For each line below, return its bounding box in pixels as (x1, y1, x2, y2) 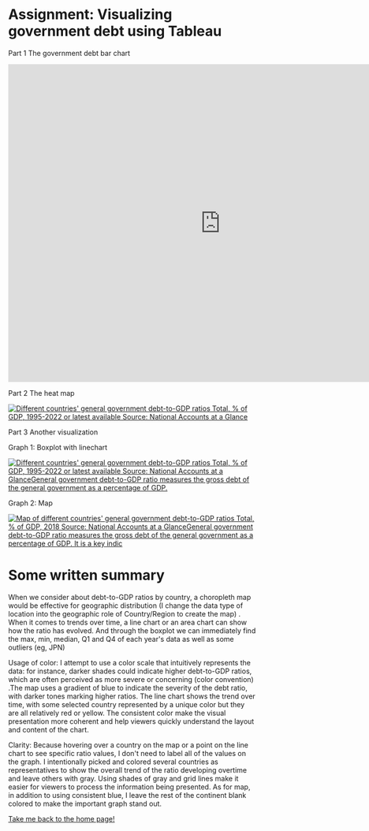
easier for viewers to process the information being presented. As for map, (8, 782, 251, 792)
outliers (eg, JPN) (8, 643, 65, 652)
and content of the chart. (8, 725, 89, 734)
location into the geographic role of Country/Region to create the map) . (8, 609, 241, 618)
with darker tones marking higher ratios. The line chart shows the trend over (8, 691, 256, 701)
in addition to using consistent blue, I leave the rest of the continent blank (8, 790, 247, 799)
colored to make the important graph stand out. (8, 799, 162, 808)
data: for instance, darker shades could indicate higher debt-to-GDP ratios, (8, 666, 252, 676)
